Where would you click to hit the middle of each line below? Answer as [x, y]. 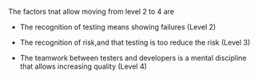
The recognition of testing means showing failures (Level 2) [118, 27]
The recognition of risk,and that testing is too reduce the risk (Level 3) [135, 42]
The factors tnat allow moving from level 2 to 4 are [91, 12]
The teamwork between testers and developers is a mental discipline [133, 58]
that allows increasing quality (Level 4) [83, 66]
